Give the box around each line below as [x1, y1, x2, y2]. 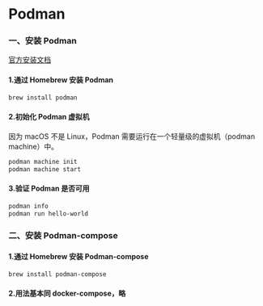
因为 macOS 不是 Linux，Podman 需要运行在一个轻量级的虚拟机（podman [8, 131, 256, 141]
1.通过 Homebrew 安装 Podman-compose [8, 251, 149, 261]
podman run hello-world [8, 209, 89, 218]
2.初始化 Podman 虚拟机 [8, 112, 91, 122]
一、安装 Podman [8, 36, 77, 47]
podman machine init [8, 157, 78, 166]
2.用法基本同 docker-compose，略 [8, 288, 126, 299]
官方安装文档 [8, 55, 51, 65]
